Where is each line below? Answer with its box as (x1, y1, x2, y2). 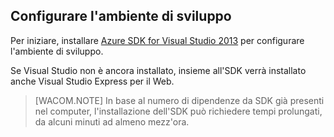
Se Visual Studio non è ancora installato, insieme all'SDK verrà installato (10, 64, 307, 76)
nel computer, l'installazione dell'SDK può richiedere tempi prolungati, (34, 105, 323, 117)
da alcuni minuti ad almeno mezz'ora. (34, 115, 190, 128)
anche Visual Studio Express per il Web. (10, 75, 175, 87)
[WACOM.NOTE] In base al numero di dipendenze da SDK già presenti (34, 94, 325, 106)
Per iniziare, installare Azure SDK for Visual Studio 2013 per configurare (10, 34, 305, 46)
